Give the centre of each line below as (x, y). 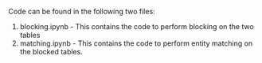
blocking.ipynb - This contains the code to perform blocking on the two (137, 26)
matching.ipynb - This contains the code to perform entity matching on (136, 43)
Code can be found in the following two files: (82, 11)
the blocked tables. (51, 52)
